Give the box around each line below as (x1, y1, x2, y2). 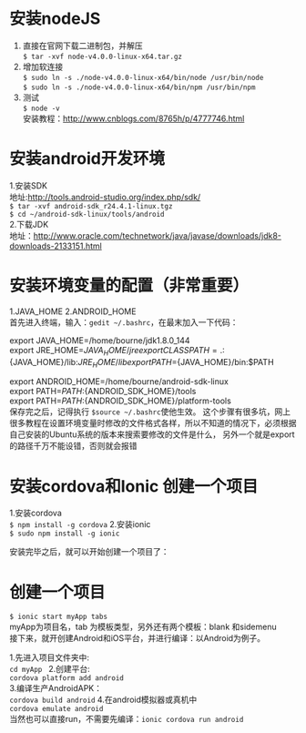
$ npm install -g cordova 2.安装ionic (9, 519, 151, 530)
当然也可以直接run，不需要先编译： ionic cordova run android (9, 714, 244, 725)
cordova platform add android (9, 674, 125, 683)
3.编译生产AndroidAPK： (9, 683, 103, 694)
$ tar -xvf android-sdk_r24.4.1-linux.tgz (9, 201, 173, 210)
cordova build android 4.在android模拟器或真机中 (9, 694, 198, 706)
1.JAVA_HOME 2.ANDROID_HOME (9, 306, 137, 317)
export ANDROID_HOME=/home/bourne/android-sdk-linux (9, 376, 229, 387)
